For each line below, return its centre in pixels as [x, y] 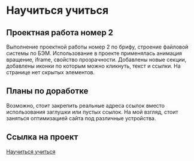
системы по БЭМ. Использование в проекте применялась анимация [94, 53]
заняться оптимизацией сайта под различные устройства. [81, 118]
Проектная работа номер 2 [60, 33]
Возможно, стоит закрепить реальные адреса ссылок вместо [85, 105]
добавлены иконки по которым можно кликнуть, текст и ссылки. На [93, 66]
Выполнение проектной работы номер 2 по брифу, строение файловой [97, 47]
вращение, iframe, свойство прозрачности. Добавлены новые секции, [96, 60]
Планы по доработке [47, 91]
